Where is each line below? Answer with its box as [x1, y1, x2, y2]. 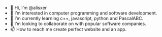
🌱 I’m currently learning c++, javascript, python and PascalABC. [10, 15, 144, 21]
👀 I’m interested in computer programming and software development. [10, 10, 157, 16]
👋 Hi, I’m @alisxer [10, 5, 47, 10]
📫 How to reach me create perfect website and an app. [10, 26, 127, 32]
